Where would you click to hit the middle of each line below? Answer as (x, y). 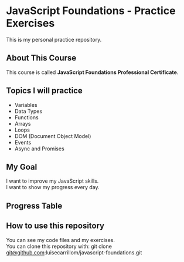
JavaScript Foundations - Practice (91, 11)
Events (23, 142)
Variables (26, 105)
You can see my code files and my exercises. (61, 240)
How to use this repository (55, 226)
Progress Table (34, 206)
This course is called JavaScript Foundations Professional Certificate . (92, 72)
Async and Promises (39, 149)
